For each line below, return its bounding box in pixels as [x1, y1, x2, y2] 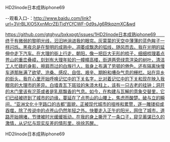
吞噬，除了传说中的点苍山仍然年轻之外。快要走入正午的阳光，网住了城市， [5, 108, 160, 113]
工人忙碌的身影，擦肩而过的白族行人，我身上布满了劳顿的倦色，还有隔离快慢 [5, 63, 165, 69]
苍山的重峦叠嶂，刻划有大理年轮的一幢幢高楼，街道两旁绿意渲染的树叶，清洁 [5, 57, 165, 62]
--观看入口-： [5, 15, 34, 21]
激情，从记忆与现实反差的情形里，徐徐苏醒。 [5, 120, 99, 126]
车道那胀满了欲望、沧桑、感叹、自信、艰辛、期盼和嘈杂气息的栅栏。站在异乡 [5, 69, 165, 75]
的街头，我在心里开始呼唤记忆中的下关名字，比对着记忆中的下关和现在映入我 [5, 76, 165, 82]
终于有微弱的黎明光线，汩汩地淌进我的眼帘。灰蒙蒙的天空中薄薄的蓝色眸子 [5, 38, 160, 44]
